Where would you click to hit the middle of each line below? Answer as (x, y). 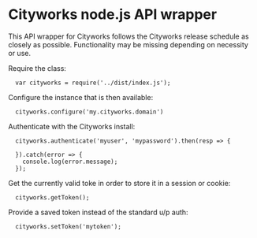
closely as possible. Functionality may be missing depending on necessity (128, 44)
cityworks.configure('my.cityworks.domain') (89, 112)
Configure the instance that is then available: (81, 97)
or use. (20, 53)
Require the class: (37, 68)
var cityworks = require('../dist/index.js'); (93, 83)
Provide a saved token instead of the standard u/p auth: (98, 212)
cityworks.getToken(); (52, 197)
